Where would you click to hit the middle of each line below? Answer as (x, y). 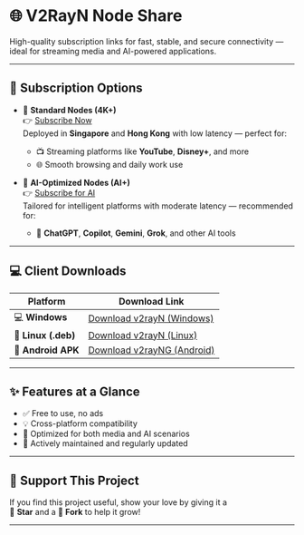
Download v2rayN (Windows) (151, 318)
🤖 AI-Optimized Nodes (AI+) (76, 182)
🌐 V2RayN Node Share (96, 16)
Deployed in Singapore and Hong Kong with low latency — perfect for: (155, 133)
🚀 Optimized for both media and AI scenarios (106, 434)
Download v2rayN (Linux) (142, 335)
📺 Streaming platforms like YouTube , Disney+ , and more (142, 151)
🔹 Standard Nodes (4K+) (69, 110)
